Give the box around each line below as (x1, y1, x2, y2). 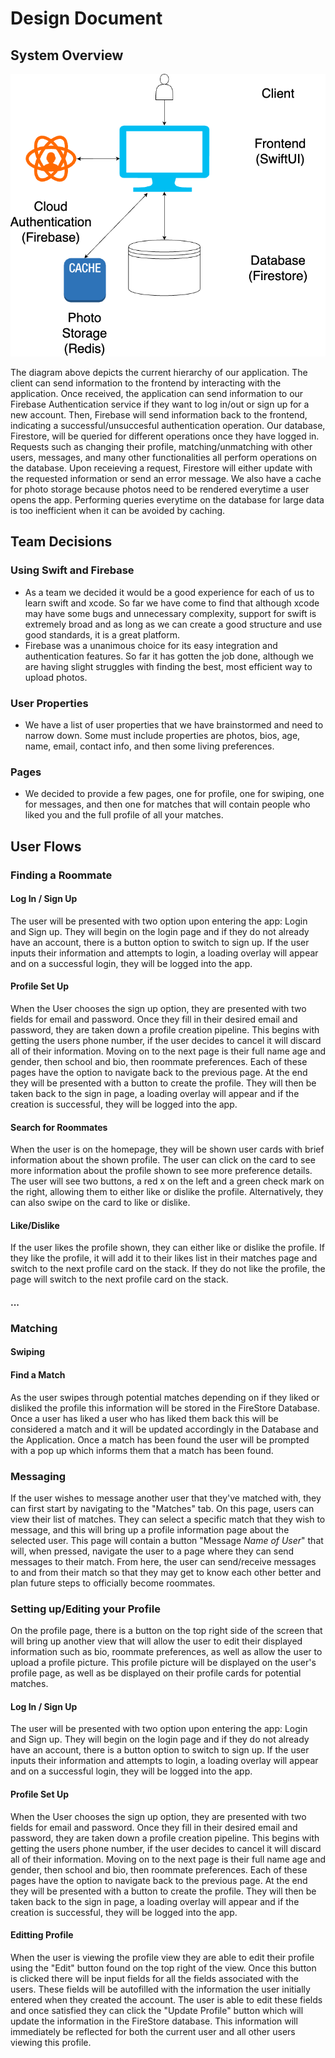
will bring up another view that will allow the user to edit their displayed (10, 1635, 303, 1647)
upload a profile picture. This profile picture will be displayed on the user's (10, 1657, 317, 1669)
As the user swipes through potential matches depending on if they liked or (10, 1391, 320, 1403)
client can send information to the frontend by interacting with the (10, 377, 282, 389)
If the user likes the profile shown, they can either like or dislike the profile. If (10, 1242, 326, 1254)
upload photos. (24, 671, 88, 683)
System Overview (10, 47, 124, 64)
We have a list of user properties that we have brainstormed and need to (24, 718, 324, 731)
